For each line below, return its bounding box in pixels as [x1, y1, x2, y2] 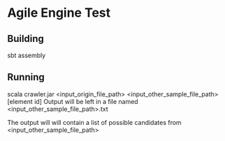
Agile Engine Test [7, 5, 111, 21]
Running [7, 71, 45, 83]
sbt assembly [7, 51, 46, 59]
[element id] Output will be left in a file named [7, 97, 138, 105]
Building [7, 33, 44, 45]
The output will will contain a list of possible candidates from [7, 118, 182, 126]
